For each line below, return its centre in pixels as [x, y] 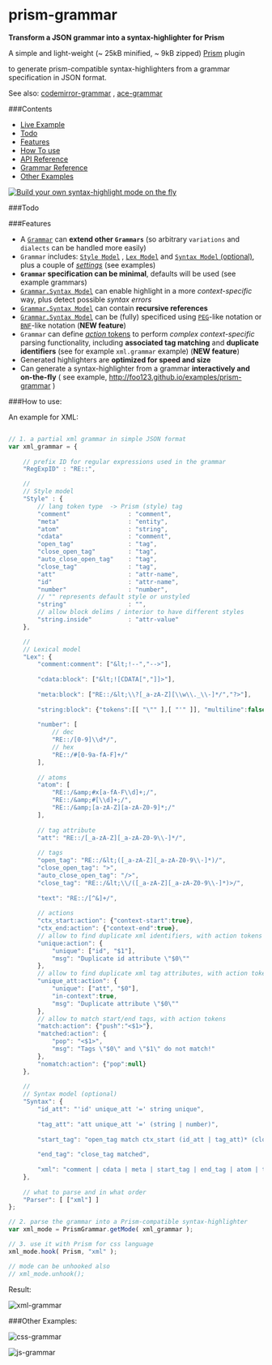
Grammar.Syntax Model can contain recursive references [114, 308]
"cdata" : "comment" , [105, 537]
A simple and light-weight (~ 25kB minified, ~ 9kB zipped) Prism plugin [127, 53]
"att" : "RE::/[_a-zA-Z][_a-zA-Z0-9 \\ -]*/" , [112, 838]
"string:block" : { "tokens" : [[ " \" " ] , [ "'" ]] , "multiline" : [143, 710]
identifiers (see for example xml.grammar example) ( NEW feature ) [130, 351]
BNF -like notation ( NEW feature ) [73, 325]
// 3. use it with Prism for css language [81, 1244]
